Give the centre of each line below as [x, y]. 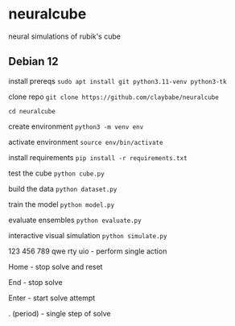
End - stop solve [35, 282]
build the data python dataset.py [63, 188]
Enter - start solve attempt [52, 298]
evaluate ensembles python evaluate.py [75, 220]
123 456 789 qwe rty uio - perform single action [88, 251]
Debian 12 [33, 62]
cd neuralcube [32, 111]
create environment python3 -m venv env [76, 126]
